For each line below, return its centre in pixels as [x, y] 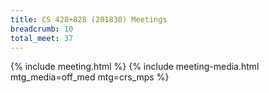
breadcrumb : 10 [42, 29]
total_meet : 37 [42, 38]
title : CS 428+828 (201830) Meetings [89, 19]
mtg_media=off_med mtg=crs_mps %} [90, 77]
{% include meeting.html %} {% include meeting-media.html [135, 67]
